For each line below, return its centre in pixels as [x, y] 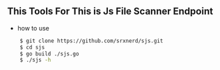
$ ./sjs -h [36, 60]
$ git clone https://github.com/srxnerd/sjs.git [92, 41]
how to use [33, 28]
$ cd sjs [32, 47]
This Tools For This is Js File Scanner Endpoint [110, 11]
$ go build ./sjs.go [49, 54]
